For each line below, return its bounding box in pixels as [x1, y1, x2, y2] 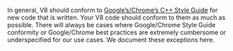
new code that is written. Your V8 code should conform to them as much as [7, 13, 226, 22]
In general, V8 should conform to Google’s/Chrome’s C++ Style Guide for [7, 6, 218, 14]
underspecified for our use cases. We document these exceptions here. [7, 36, 215, 44]
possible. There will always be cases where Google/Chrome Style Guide [7, 21, 216, 29]
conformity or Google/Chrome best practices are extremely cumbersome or [7, 28, 227, 36]
